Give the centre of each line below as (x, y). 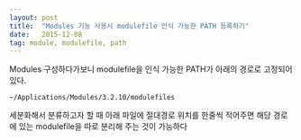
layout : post (34, 17)
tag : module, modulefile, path (68, 43)
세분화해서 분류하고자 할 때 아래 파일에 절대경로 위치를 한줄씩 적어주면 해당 (141, 115)
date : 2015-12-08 (46, 34)
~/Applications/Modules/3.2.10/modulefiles (92, 98)
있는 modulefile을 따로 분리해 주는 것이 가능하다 (103, 127)
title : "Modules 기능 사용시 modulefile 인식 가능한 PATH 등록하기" (129, 26)
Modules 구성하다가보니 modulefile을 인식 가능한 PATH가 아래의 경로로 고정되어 (151, 69)
